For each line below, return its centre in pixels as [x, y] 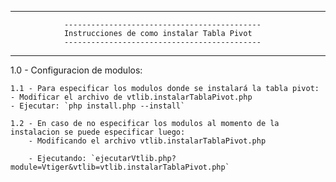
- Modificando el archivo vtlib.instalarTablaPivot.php [147, 141]
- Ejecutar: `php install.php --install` [98, 106]
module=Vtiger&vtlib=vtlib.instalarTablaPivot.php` [120, 167]
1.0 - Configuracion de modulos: [76, 70]
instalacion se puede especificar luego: [98, 132]
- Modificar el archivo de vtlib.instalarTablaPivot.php [131, 97]
